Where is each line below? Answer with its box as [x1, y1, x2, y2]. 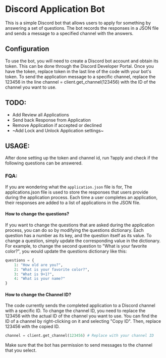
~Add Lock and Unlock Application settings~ [12, 127, 104, 133]
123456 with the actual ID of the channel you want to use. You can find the [5, 313, 158, 319]
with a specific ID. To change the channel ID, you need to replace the [5, 308, 146, 314]
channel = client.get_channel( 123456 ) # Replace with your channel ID [5, 333, 154, 338]
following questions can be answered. [5, 160, 83, 166]
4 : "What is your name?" [14, 276, 65, 281]
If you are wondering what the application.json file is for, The [5, 184, 132, 190]
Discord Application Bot [5, 3, 105, 15]
